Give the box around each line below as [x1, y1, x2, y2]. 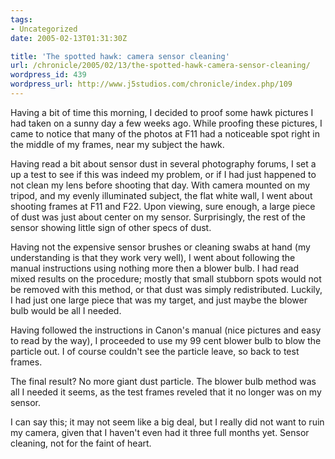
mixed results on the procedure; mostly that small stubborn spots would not [10, 272, 322, 285]
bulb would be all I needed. [10, 304, 122, 316]
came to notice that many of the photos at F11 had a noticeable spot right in [10, 127, 320, 140]
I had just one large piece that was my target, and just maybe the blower [10, 294, 308, 306]
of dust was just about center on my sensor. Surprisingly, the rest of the [10, 211, 306, 223]
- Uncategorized [10, 24, 78, 34]
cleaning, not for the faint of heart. [10, 437, 152, 449]
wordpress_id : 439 [10, 70, 87, 80]
